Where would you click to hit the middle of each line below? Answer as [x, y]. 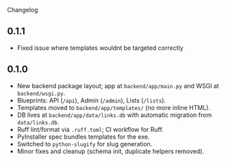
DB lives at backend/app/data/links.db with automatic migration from [114, 115]
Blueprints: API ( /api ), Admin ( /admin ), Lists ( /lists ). [91, 100]
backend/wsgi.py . [41, 93]
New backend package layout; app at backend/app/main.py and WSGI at [118, 85]
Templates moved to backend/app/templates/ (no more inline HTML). [114, 107]
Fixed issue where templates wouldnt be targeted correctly [100, 48]
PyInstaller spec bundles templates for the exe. [83, 137]
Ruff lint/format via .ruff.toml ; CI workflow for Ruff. [90, 129]
